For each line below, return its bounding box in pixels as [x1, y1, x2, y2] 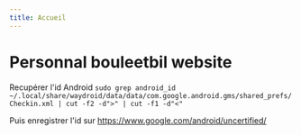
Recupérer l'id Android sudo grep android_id [9, 82, 176, 93]
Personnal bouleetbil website [9, 51, 233, 72]
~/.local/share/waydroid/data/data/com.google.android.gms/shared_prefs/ [9, 91, 293, 100]
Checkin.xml [9, 99, 54, 108]
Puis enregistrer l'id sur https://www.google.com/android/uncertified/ [9, 114, 268, 126]
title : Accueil [9, 13, 67, 22]
